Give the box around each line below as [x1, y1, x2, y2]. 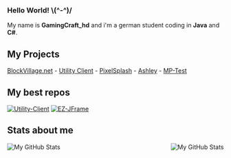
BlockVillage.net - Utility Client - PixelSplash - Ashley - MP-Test [7, 67, 187, 75]
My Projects [7, 48, 60, 60]
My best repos [7, 87, 70, 98]
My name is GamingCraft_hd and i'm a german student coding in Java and [7, 21, 220, 30]
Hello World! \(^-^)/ [7, 5, 72, 15]
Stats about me [7, 124, 74, 136]
